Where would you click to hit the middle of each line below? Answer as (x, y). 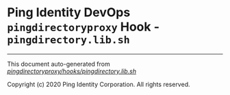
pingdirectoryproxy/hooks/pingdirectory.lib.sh (72, 71)
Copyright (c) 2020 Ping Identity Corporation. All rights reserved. (99, 84)
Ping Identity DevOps (69, 13)
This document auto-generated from (59, 64)
